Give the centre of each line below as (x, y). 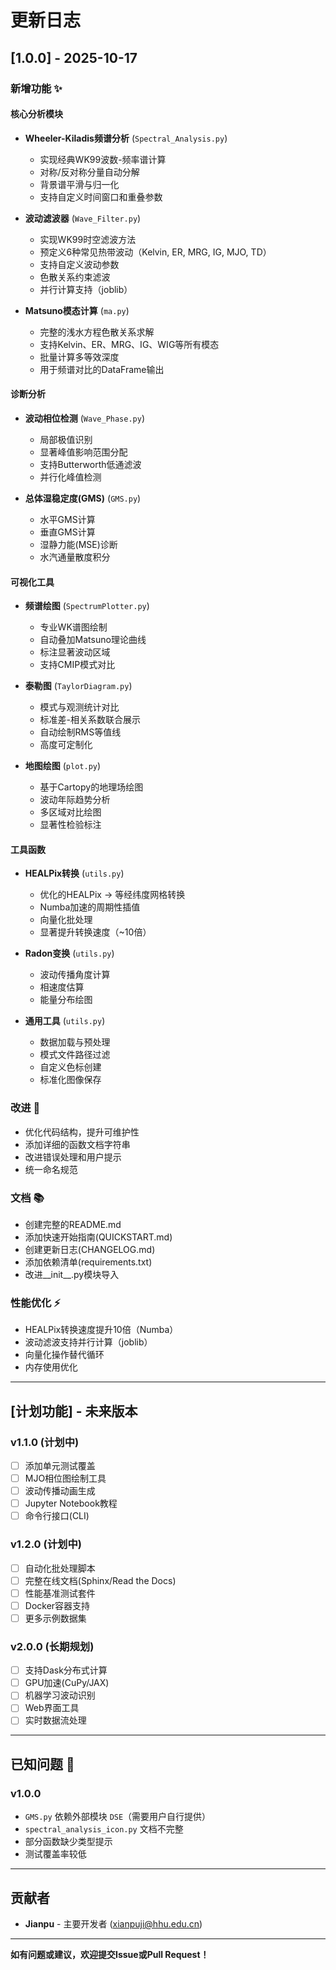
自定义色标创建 (70, 1067)
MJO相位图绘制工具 (65, 1478)
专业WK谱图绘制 (73, 627)
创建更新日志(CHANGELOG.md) (90, 1249)
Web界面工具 (52, 1708)
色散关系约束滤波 (75, 277)
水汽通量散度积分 (75, 557)
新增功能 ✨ (36, 88)
